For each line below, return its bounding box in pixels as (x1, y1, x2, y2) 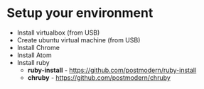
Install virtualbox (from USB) (16, 28, 100, 37)
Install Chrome (16, 43, 60, 52)
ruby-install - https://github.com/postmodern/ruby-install (27, 66, 197, 74)
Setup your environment (6, 5, 154, 21)
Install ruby (16, 58, 50, 66)
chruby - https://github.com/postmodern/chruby (27, 73, 171, 82)
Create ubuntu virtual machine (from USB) (16, 35, 141, 44)
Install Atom (16, 51, 52, 59)
